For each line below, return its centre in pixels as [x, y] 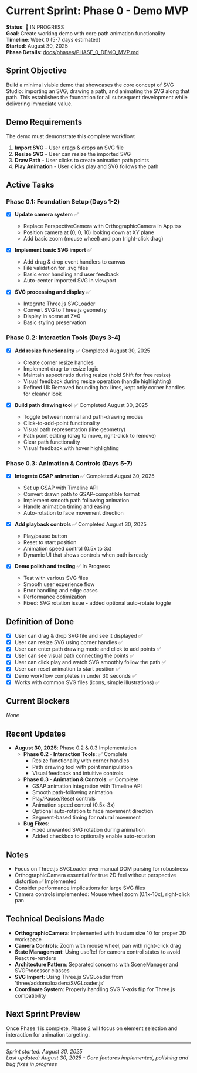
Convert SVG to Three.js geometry [65, 310]
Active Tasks [30, 184]
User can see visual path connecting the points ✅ [74, 656]
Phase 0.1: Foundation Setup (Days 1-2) [63, 201]
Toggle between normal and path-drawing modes [83, 416]
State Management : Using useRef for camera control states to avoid [97, 952]
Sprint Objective [37, 71]
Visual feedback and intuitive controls [77, 773]
